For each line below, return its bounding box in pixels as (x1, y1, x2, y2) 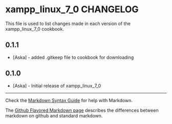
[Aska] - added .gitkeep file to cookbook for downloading (12, 54, 134, 60)
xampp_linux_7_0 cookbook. (5, 26, 64, 32)
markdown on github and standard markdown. (5, 112, 103, 118)
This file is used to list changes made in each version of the (5, 20, 131, 27)
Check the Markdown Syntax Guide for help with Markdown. (5, 97, 133, 103)
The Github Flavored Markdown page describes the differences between (5, 107, 159, 113)
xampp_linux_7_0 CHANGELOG (5, 4, 139, 15)
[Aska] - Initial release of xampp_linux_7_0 (12, 83, 101, 89)
